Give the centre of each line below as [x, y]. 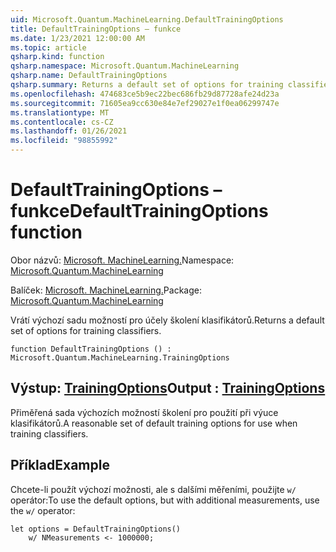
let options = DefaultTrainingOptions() [96, 529]
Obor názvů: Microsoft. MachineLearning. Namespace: [122, 260]
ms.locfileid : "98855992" [64, 141]
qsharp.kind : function [57, 57]
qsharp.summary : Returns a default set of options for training [147, 85]
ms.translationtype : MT [60, 112]
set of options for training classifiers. [86, 330]
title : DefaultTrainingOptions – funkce [96, 29]
